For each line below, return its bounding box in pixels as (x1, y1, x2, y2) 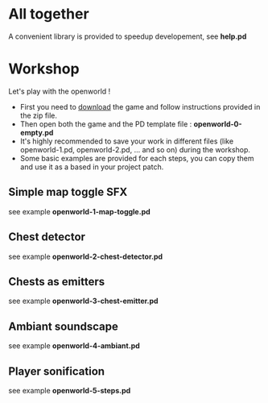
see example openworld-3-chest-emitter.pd (8, 296, 159, 306)
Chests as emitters (8, 275, 105, 289)
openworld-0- (193, 118, 243, 129)
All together (8, 5, 90, 23)
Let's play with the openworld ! (8, 86, 111, 96)
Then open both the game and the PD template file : (19, 118, 192, 129)
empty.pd (19, 127, 54, 137)
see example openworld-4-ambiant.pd (8, 341, 141, 351)
